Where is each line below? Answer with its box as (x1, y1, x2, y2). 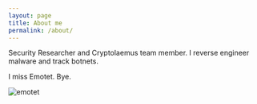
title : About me (8, 19, 62, 27)
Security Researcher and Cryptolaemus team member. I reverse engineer (8, 48, 250, 58)
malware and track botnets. (8, 56, 98, 66)
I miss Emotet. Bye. (8, 72, 72, 82)
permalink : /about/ (8, 26, 74, 34)
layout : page (8, 11, 52, 20)
